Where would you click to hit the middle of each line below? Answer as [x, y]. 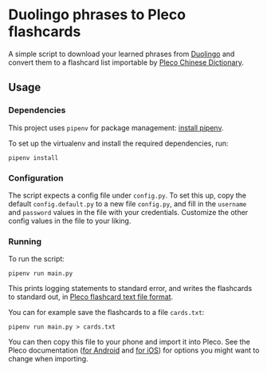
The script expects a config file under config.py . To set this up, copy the [128, 195]
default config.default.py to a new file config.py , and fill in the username [128, 203]
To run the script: [37, 259]
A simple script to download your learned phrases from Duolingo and [122, 54]
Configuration [36, 178]
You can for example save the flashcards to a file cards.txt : [106, 313]
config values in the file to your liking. [70, 221]
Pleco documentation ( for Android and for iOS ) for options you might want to [134, 350]
